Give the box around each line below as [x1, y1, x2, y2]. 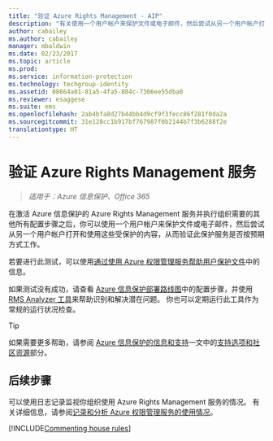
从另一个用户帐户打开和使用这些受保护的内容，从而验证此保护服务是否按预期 [8, 229, 265, 238]
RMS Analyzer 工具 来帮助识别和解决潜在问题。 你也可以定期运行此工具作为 [8, 294, 259, 303]
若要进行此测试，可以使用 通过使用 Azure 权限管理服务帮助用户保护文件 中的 [8, 256, 260, 266]
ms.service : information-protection [8, 72, 132, 81]
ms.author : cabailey [8, 34, 79, 43]
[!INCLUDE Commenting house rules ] [8, 423, 132, 433]
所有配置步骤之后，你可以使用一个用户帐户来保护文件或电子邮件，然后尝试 [15, 219, 265, 229]
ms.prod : [8, 65, 38, 73]
